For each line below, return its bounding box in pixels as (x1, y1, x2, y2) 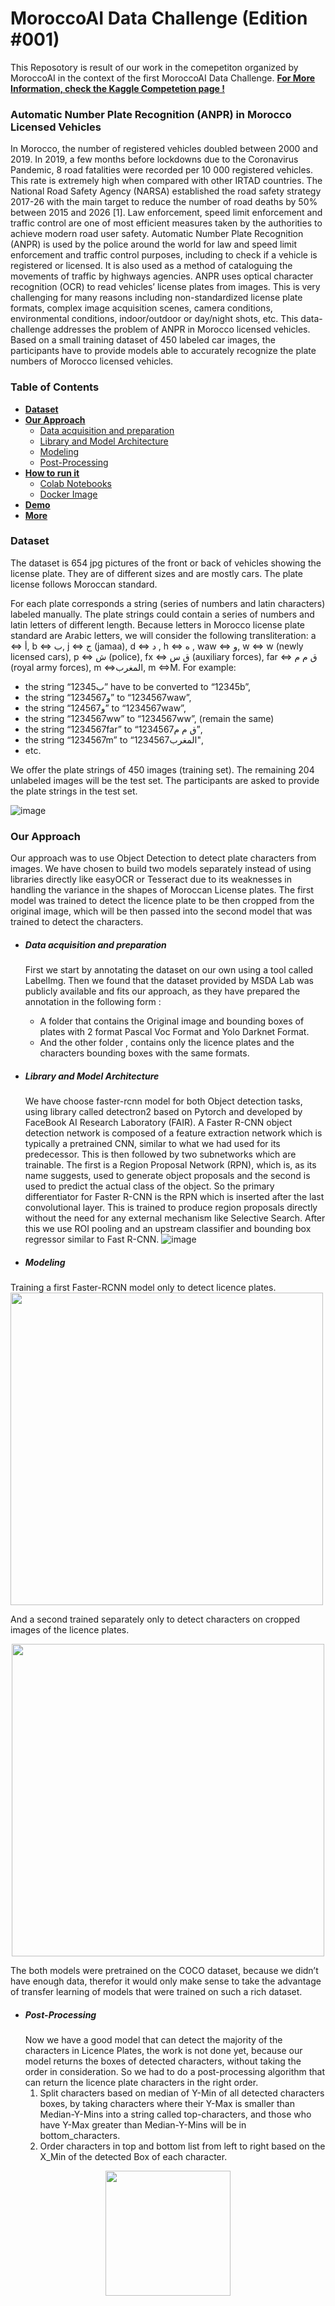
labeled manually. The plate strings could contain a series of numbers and (10, 608, 315, 620)
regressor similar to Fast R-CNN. (24, 1233, 160, 1246)
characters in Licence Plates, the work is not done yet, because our (24, 2045, 303, 2056)
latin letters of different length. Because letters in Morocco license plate (10, 618, 305, 631)
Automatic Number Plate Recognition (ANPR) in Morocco (10, 107, 292, 121)
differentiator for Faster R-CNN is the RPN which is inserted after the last (24, 1191, 325, 1203)
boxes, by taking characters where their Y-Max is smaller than (39, 2098, 296, 2109)
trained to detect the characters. (10, 916, 144, 928)
